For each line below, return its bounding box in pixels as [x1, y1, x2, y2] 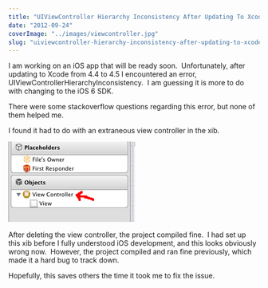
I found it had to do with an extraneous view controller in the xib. [8, 126, 220, 136]
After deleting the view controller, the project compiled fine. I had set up [8, 230, 246, 239]
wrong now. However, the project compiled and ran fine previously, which [8, 247, 252, 257]
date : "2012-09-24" [8, 21, 73, 30]
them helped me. [8, 110, 64, 120]
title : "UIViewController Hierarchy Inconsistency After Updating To [8, 13, 245, 21]
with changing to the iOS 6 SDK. [8, 86, 114, 96]
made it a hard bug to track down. [8, 255, 120, 265]
